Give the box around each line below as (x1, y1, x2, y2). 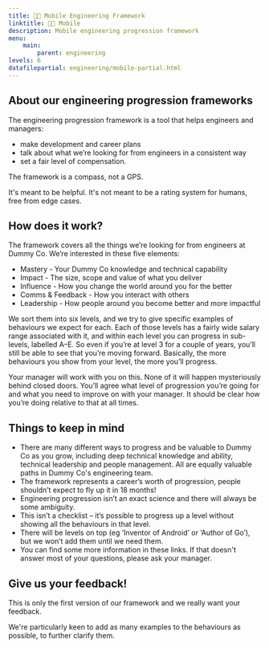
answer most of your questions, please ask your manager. (19, 553, 213, 563)
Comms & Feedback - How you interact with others (19, 290, 190, 300)
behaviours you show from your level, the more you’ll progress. (8, 357, 218, 366)
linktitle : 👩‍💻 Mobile (8, 19, 81, 27)
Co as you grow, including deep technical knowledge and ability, (19, 451, 234, 461)
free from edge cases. (8, 196, 82, 206)
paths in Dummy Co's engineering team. (19, 468, 154, 478)
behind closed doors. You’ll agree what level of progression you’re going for (8, 381, 259, 390)
